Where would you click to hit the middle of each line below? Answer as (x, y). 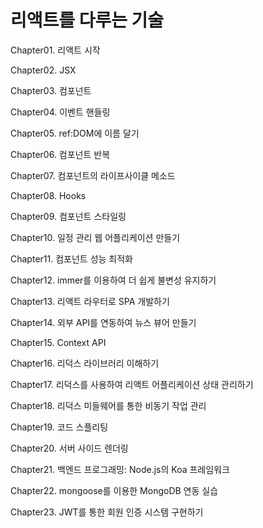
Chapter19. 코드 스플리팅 (59, 427)
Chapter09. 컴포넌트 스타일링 (68, 216)
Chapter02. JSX (43, 70)
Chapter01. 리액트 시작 (55, 50)
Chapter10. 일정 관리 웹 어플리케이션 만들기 (95, 237)
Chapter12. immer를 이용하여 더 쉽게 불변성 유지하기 (113, 280)
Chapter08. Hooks (48, 195)
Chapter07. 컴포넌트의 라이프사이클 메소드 (93, 175)
